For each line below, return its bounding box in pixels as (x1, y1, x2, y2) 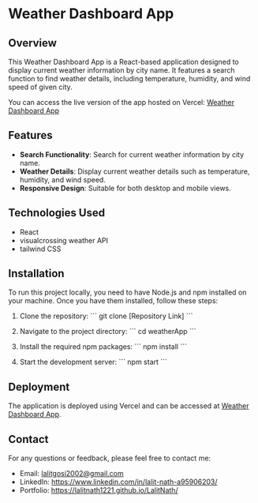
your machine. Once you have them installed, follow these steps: (8, 296, 219, 306)
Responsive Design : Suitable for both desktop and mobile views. (19, 183, 231, 193)
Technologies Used (8, 206, 105, 220)
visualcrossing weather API (19, 235, 109, 245)
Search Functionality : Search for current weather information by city (19, 149, 245, 159)
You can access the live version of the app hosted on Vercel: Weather (8, 98, 235, 107)
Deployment (8, 380, 70, 393)
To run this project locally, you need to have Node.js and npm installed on (8, 287, 247, 297)
